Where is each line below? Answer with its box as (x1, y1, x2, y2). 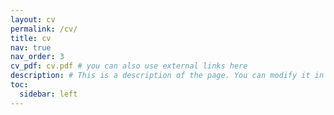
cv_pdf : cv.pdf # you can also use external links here (10, 61, 248, 71)
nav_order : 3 (10, 52, 65, 62)
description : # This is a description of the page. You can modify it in (10, 71, 325, 81)
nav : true (10, 42, 52, 53)
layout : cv (10, 14, 56, 25)
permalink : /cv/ (10, 24, 78, 34)
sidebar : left (19, 89, 78, 99)
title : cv (10, 33, 52, 43)
